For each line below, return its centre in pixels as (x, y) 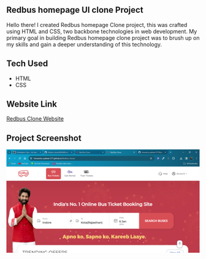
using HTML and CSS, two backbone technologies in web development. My (102, 31)
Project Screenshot (44, 138)
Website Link (32, 104)
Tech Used (27, 64)
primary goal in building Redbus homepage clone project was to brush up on (103, 38)
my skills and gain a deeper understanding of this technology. (84, 44)
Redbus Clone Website (35, 119)
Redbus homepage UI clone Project (75, 10)
